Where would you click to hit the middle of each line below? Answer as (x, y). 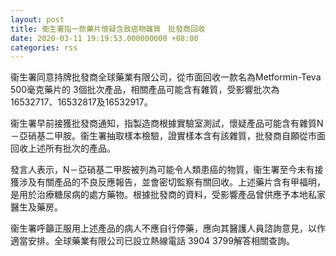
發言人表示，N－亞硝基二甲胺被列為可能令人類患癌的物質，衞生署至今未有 (162, 170)
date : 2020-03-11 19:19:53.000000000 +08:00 (104, 38)
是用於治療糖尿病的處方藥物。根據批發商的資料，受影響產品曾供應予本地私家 (168, 195)
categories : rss (44, 47)
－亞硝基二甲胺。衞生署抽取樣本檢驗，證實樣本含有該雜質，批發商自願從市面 (168, 136)
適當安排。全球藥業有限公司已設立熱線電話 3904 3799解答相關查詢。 (152, 241)
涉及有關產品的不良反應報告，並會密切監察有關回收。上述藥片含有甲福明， (172, 182)
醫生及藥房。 (36, 207)
